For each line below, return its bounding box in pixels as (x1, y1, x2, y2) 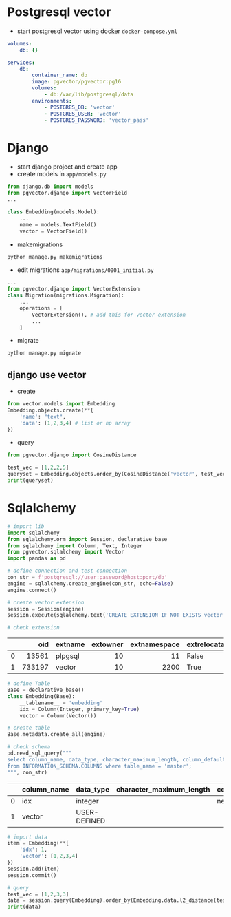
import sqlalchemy (7, 529, 60, 536)
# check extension (7, 624, 60, 631)
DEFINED (76, 816, 106, 825)
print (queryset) (7, 477, 54, 484)
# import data (7, 834, 48, 841)
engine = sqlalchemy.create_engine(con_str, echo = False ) (7, 580, 174, 587)
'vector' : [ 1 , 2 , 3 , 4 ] (19, 853, 78, 860)
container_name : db (32, 72, 88, 79)
